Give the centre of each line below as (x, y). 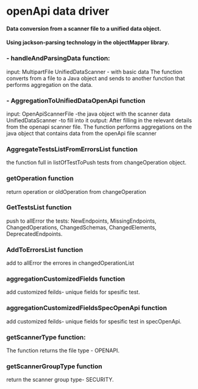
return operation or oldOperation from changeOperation (76, 191)
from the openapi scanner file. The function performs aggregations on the (99, 127)
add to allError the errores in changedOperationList (70, 263)
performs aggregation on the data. (50, 84)
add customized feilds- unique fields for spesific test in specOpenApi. (94, 321)
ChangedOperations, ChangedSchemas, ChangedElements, (81, 227)
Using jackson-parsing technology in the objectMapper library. (88, 43)
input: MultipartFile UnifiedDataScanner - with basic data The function (94, 72)
